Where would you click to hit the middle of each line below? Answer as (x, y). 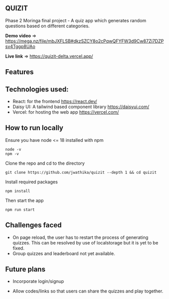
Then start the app (24, 200)
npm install (18, 191)
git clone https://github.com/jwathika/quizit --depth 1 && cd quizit (81, 172)
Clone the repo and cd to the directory (45, 163)
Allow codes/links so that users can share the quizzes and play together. (88, 291)
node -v (13, 149)
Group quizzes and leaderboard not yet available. (64, 253)
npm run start (20, 210)
